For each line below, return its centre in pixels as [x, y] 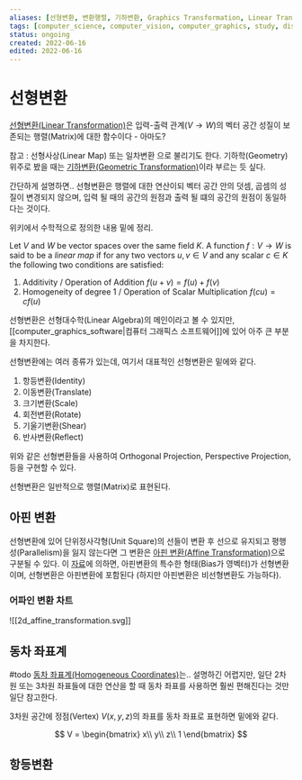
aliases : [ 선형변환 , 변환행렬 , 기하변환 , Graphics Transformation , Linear [141, 18]
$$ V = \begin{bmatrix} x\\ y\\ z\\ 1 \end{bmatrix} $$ [151, 734]
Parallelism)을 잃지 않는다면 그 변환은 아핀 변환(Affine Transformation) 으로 [152, 552]
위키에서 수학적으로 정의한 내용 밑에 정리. [81, 228]
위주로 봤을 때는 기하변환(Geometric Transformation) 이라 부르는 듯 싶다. [138, 167]
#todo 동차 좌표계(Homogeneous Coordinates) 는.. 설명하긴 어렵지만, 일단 [141, 674]
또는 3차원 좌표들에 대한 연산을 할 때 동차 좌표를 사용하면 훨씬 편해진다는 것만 [154, 685]
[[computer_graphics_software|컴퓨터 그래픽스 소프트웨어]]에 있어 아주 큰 [141, 331]
